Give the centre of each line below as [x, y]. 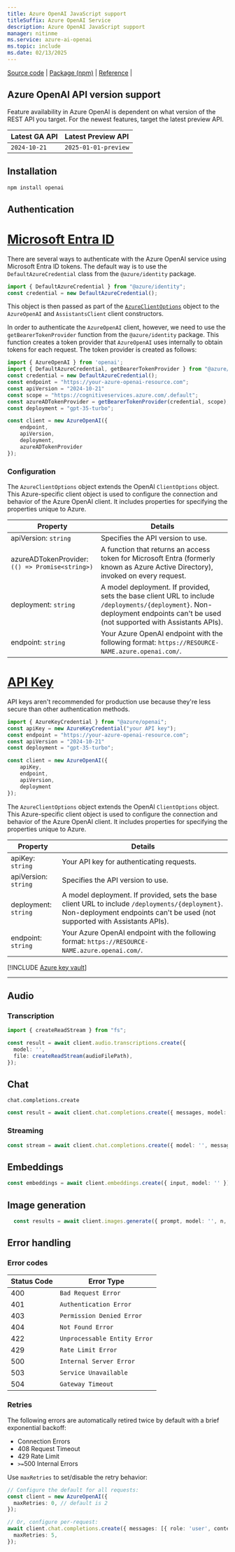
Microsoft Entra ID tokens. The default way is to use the [87, 266]
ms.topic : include [34, 46]
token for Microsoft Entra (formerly [158, 558]
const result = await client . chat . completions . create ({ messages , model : [117, 1113]
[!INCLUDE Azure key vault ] [47, 967]
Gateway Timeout [87, 1384]
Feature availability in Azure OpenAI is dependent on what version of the [112, 111]
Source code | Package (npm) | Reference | [70, 73]
